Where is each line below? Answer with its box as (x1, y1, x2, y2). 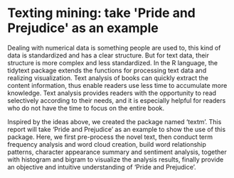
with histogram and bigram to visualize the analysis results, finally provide (7, 155, 224, 164)
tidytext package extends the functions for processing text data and (7, 66, 207, 74)
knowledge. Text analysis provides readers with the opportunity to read (7, 89, 217, 97)
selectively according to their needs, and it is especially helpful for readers (7, 96, 226, 104)
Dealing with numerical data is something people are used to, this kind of (7, 43, 221, 52)
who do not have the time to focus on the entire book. (7, 104, 165, 112)
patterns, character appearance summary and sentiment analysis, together (7, 148, 227, 156)
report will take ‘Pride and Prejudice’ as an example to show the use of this (7, 125, 226, 133)
